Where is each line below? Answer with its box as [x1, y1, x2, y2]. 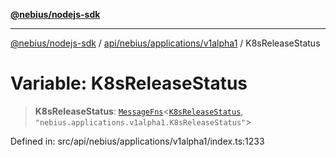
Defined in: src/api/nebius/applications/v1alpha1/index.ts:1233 [10, 135, 265, 147]
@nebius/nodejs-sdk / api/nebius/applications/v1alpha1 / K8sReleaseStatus [10, 37, 321, 49]
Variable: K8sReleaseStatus [10, 72, 248, 95]
